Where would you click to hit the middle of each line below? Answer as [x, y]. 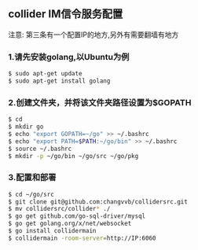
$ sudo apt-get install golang [59, 81]
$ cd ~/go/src [31, 194]
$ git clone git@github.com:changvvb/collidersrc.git [98, 202]
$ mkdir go [26, 127]
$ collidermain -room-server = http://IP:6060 [82, 238]
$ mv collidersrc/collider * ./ [59, 209]
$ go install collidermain [52, 231]
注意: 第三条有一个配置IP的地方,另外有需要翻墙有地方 [93, 35]
